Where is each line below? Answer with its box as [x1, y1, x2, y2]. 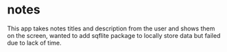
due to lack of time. [7, 38, 62, 47]
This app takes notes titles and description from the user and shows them [7, 24, 215, 32]
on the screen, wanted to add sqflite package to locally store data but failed [7, 31, 221, 39]
